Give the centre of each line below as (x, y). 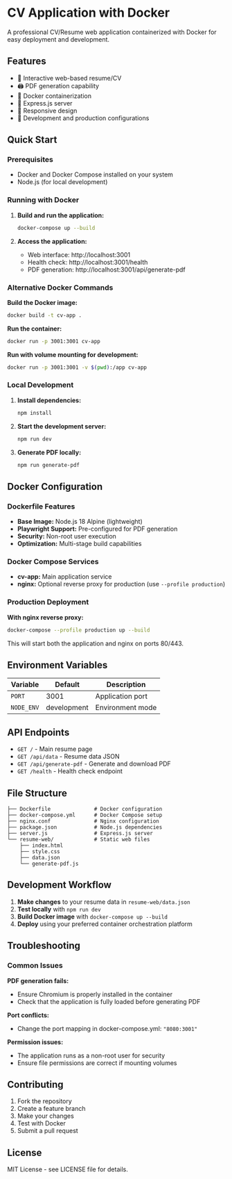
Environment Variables (57, 665)
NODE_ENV (25, 708)
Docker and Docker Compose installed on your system (95, 174)
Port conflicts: (28, 1015)
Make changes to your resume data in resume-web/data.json (104, 902)
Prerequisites (30, 160)
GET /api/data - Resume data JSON (68, 757)
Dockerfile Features (41, 506)
